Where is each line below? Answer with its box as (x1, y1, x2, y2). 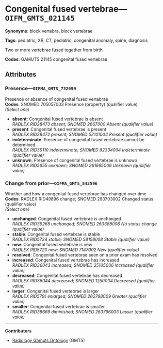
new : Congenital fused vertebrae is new (12, 241, 93, 247)
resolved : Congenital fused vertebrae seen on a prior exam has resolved (12, 252, 158, 257)
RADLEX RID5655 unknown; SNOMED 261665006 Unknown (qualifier (12, 162, 151, 168)
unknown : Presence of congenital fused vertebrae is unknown (12, 157, 137, 163)
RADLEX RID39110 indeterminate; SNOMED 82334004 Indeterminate (12, 147, 150, 153)
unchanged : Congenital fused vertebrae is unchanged (12, 216, 121, 221)
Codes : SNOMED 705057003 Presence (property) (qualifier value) (5, 101, 138, 107)
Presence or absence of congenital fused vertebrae (5, 96, 108, 102)
